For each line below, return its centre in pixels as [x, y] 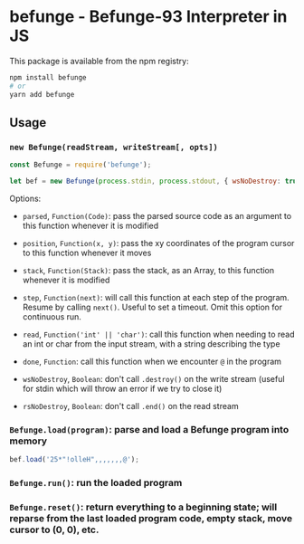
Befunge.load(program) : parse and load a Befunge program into [149, 429]
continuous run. [52, 317]
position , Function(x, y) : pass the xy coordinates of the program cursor [158, 243]
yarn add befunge [42, 94]
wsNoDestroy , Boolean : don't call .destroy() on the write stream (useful [153, 379]
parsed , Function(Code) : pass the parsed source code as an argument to [157, 216]
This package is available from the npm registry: [99, 61]
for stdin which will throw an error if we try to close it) [122, 388]
